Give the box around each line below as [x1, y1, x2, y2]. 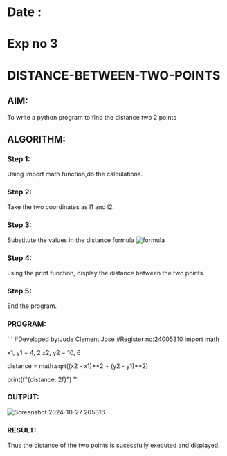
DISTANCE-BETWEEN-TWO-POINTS [7, 67, 221, 83]
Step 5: [7, 286, 33, 295]
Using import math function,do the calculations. [7, 170, 143, 179]
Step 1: [7, 154, 30, 163]
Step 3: [7, 220, 33, 230]
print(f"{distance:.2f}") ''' [7, 375, 80, 383]
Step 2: [7, 187, 33, 197]
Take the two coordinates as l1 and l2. [7, 203, 115, 211]
